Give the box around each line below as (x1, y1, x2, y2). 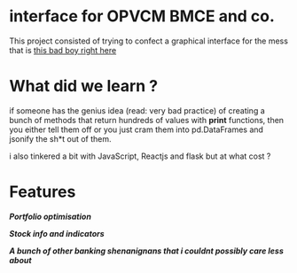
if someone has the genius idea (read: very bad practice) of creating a (9, 105, 266, 116)
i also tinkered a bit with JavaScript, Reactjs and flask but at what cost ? (9, 151, 271, 161)
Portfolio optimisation (9, 211, 91, 222)
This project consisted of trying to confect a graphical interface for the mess (9, 35, 288, 46)
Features (9, 182, 76, 202)
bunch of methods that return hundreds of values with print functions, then (9, 114, 285, 125)
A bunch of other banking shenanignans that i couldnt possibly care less (9, 246, 284, 256)
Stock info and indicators (9, 228, 105, 238)
